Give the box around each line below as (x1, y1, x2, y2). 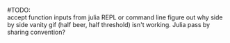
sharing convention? (7, 28, 66, 36)
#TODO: (7, 6, 31, 14)
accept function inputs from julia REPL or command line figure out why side (7, 13, 223, 21)
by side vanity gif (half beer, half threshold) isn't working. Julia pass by (7, 21, 211, 28)
